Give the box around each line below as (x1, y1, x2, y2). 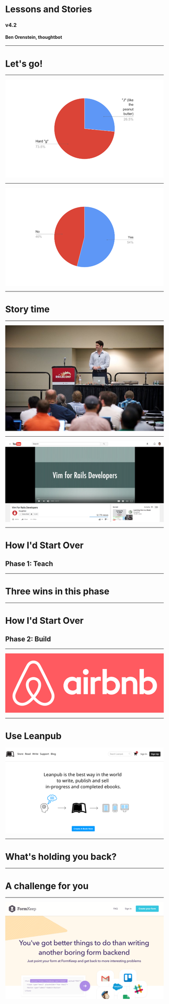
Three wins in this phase (5, 585, 110, 597)
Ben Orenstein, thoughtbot (5, 34, 62, 40)
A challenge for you (5, 880, 89, 892)
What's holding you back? (5, 851, 117, 863)
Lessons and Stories (5, 4, 92, 15)
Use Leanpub (5, 730, 62, 742)
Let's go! (5, 58, 43, 69)
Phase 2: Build (5, 635, 51, 643)
